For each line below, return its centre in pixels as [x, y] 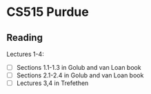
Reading [24, 38]
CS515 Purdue [48, 12]
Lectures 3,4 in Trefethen [52, 83]
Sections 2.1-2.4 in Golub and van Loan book [80, 75]
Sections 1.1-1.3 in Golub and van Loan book [79, 67]
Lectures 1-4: [25, 54]
